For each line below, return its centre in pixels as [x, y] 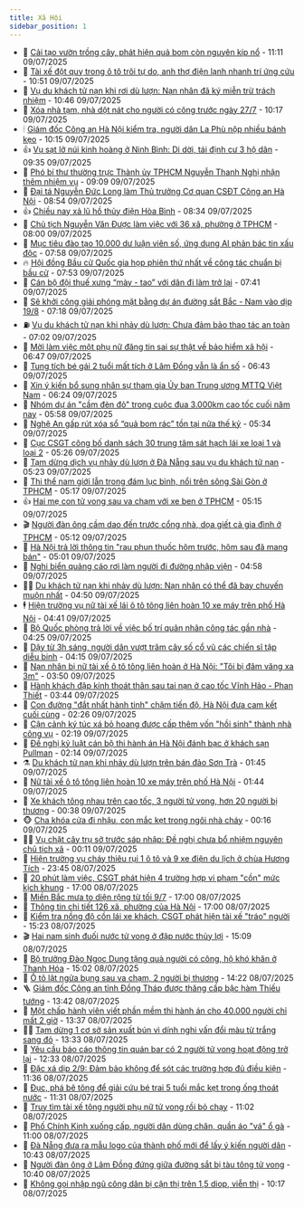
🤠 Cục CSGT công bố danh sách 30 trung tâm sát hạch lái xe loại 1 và [152, 442]
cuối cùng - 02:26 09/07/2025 [80, 714]
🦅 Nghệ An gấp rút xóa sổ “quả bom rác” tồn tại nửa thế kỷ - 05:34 [147, 423]
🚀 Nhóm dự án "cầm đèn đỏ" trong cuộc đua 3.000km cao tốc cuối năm [157, 404]
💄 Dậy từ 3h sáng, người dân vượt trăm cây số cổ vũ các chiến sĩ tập [150, 647]
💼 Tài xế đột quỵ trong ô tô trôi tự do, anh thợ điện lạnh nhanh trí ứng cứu [158, 71]
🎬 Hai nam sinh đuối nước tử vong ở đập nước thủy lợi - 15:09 [137, 936]
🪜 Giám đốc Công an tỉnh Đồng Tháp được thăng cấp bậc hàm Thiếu [151, 988]
